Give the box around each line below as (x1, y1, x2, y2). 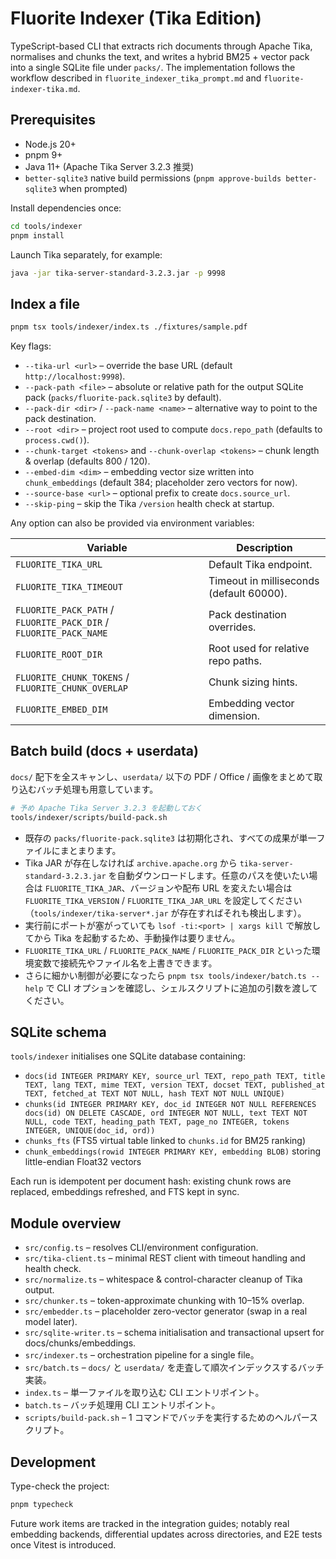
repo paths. (208, 654, 263, 668)
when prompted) (58, 182, 128, 194)
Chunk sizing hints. (208, 675, 298, 689)
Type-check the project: (10, 1480, 110, 1492)
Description (236, 541, 293, 555)
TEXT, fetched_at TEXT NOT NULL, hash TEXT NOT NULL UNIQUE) (24, 1089, 286, 1099)
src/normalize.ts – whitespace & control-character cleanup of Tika (24, 1273, 303, 1286)
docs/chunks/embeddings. (24, 1337, 137, 1349)
